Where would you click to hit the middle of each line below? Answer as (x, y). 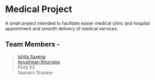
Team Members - (33, 45)
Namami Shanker (35, 72)
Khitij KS (26, 67)
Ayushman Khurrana (39, 62)
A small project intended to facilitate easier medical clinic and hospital (77, 23)
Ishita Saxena (31, 56)
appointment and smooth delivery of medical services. (62, 28)
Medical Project (39, 9)
